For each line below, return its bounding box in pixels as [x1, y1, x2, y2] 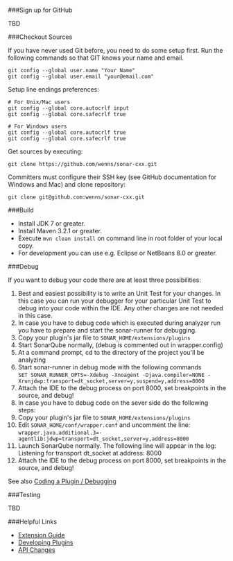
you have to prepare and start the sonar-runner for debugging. [17, 326, 197, 334]
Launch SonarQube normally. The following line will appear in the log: [17, 442, 217, 450]
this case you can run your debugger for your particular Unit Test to [17, 296, 212, 305]
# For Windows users [8, 123, 68, 130]
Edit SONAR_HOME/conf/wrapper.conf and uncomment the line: [17, 421, 191, 429]
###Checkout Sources [8, 33, 73, 41]
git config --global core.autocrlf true [8, 129, 127, 136]
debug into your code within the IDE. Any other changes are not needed [17, 304, 224, 312]
